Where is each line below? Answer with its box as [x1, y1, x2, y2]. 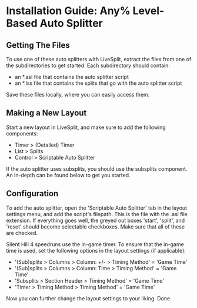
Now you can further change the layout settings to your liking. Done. [6, 294, 172, 302]
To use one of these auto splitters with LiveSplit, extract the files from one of [6, 56, 192, 62]
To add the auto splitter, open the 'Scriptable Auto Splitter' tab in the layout [6, 204, 187, 211]
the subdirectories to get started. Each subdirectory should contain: [6, 62, 171, 69]
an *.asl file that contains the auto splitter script [14, 74, 129, 80]
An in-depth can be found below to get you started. [6, 171, 131, 178]
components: [6, 130, 38, 137]
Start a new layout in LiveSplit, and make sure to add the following [6, 124, 166, 131]
